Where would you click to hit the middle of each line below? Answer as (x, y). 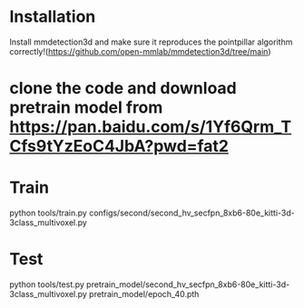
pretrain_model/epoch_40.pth (144, 294)
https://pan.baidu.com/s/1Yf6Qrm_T (151, 127)
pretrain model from (86, 108)
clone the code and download (123, 89)
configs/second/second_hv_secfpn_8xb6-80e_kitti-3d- (192, 213)
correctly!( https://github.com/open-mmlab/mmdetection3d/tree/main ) (140, 51)
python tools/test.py (47, 284)
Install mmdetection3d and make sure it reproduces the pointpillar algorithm (151, 42)
